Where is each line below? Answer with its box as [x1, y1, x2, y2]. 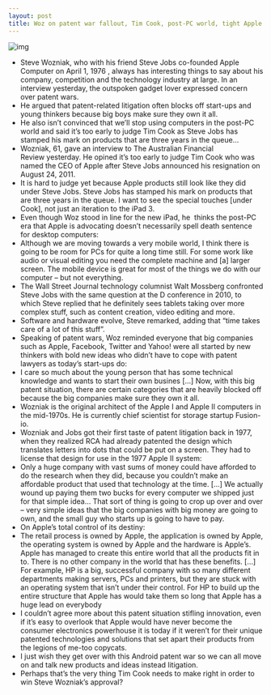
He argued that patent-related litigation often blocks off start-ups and [19, 100, 252, 110]
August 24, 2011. [19, 169, 76, 179]
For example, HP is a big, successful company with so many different [19, 565, 251, 575]
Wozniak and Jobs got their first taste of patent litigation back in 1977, [19, 427, 252, 437]
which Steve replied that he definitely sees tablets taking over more [19, 298, 245, 308]
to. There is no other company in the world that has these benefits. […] [19, 556, 256, 566]
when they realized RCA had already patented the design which [19, 436, 232, 446]
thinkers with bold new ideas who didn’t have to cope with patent [19, 350, 238, 360]
